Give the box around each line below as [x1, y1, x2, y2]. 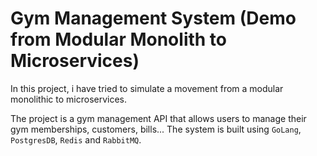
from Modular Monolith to [10, 28, 228, 51]
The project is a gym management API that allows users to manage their [10, 112, 307, 124]
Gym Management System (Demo [10, 7, 297, 30]
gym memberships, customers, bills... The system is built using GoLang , [10, 123, 302, 135]
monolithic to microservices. [10, 93, 128, 105]
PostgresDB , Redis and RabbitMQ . [10, 133, 142, 146]
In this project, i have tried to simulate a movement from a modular [10, 82, 284, 94]
